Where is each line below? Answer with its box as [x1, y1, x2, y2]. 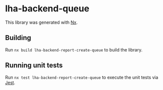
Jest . [5, 80, 16, 86]
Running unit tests [5, 61, 63, 70]
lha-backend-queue [5, 3, 90, 14]
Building [5, 34, 31, 42]
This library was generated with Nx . [5, 19, 78, 25]
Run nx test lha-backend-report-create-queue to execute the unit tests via [5, 74, 159, 80]
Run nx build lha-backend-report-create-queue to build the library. [5, 46, 143, 52]
